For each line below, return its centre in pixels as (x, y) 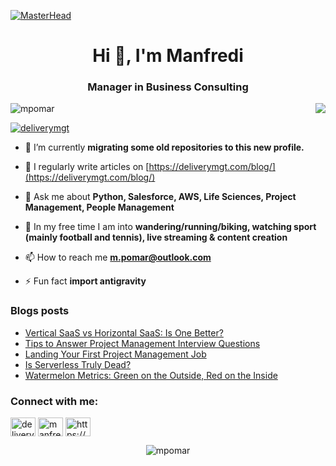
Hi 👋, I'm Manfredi (168, 56)
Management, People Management (99, 207)
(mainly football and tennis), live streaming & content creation (156, 237)
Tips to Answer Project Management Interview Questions (142, 343)
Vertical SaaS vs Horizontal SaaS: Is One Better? (124, 332)
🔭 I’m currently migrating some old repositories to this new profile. (164, 147)
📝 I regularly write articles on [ (87, 167)
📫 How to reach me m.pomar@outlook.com (118, 257)
